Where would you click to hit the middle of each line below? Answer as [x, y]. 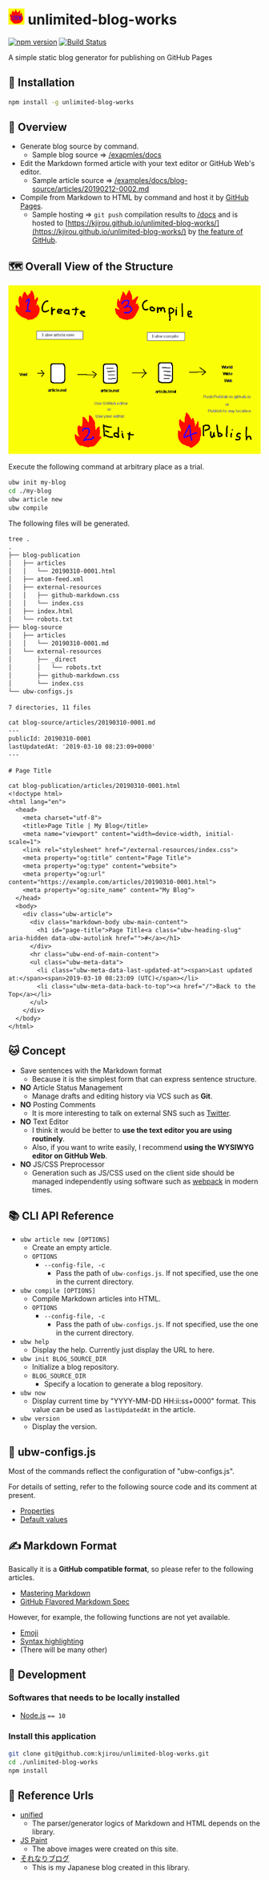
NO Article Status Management [71, 1087]
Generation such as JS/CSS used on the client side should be [133, 1172]
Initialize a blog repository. [75, 1367]
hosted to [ [50, 223]
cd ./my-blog [30, 491]
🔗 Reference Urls [51, 1796]
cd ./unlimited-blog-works [53, 1762]
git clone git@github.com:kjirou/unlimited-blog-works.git [109, 1753]
